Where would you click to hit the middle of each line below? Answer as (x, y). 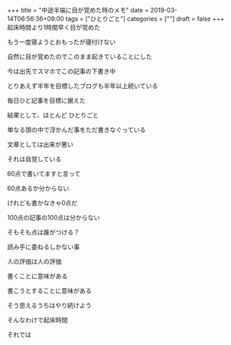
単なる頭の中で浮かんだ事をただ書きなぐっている (77, 130)
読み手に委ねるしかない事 (43, 247)
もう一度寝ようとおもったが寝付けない (61, 42)
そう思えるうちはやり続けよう (49, 305)
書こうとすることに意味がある (49, 291)
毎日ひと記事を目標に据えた (47, 101)
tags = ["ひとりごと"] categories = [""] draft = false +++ (145, 19)
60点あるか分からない (38, 188)
